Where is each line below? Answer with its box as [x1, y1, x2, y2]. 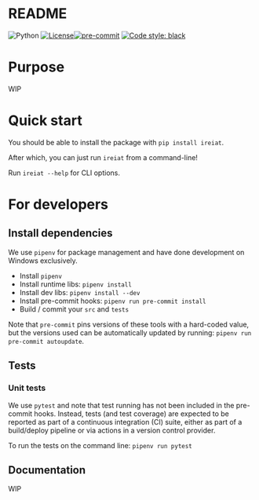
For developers [8, 195, 108, 213]
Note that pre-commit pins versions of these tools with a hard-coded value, [8, 319, 250, 329]
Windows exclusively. [8, 256, 78, 265]
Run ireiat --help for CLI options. [8, 168, 120, 177]
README [8, 5, 67, 23]
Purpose [8, 58, 65, 76]
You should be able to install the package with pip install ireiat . [8, 137, 224, 147]
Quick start [8, 111, 82, 130]
